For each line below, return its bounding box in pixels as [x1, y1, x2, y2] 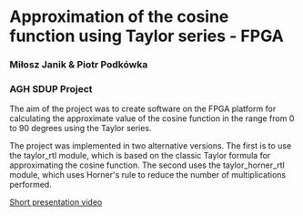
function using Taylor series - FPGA [9, 26, 284, 46]
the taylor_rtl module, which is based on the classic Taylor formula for [9, 150, 271, 161]
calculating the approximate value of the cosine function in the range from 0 [9, 113, 295, 124]
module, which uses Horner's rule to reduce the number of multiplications [9, 170, 287, 180]
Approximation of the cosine [9, 6, 229, 27]
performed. [9, 180, 52, 190]
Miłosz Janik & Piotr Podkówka [9, 58, 148, 71]
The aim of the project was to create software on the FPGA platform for [9, 103, 277, 115]
